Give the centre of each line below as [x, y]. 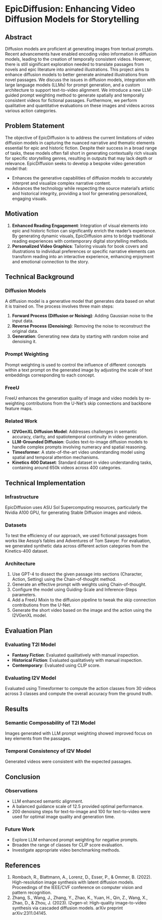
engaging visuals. [29, 198]
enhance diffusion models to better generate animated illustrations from [77, 74]
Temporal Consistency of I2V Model [48, 751]
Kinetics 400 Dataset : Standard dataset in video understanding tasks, [82, 462]
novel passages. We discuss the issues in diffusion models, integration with [80, 80]
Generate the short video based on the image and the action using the [82, 610]
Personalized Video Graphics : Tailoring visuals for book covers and [80, 246]
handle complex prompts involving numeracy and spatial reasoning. [79, 447]
